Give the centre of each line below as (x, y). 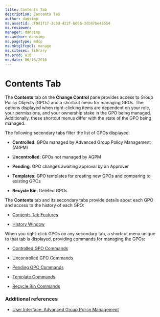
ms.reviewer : (18, 28)
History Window (28, 224)
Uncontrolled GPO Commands (43, 258)
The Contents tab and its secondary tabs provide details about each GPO (79, 200)
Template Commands (34, 277)
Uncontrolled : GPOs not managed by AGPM (57, 157)
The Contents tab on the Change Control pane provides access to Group (79, 97)
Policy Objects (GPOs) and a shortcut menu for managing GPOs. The (74, 103)
